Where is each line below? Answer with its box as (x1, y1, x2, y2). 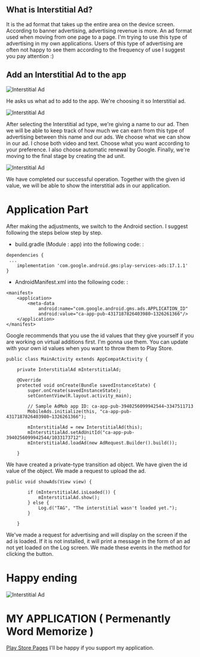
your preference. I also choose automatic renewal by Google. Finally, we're (6, 146, 190, 153)
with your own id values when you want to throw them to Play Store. (6, 344, 174, 352)
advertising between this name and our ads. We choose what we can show (6, 133, 191, 140)
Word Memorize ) (6, 625, 94, 638)
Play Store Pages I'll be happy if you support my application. (6, 644, 155, 652)
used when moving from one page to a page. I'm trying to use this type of (6, 33, 187, 41)
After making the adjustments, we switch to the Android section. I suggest (6, 223, 188, 230)
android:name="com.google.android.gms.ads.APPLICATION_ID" (38, 305, 188, 312)
